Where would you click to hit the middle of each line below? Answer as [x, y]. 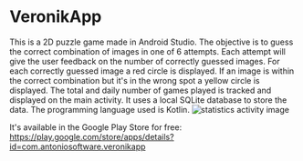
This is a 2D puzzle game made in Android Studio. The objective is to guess [151, 42]
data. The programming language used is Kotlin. [99, 109]
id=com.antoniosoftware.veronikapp [78, 146]
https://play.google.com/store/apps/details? [92, 136]
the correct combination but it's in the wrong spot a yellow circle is [135, 80]
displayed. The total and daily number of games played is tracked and [141, 90]
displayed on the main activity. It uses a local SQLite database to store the [148, 100]
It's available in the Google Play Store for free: [96, 127]
